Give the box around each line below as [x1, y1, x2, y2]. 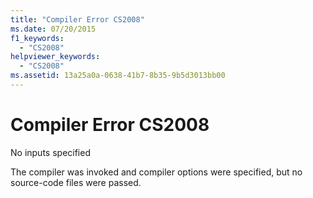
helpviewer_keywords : [10, 52, 101, 62]
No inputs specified [10, 146, 91, 158]
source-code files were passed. [10, 176, 142, 188]
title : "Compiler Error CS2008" [10, 14, 145, 25]
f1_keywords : [10, 33, 65, 43]
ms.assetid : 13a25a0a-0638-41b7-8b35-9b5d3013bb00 [10, 71, 226, 81]
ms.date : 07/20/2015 [10, 24, 97, 34]
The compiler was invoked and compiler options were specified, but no [10, 166, 303, 178]
